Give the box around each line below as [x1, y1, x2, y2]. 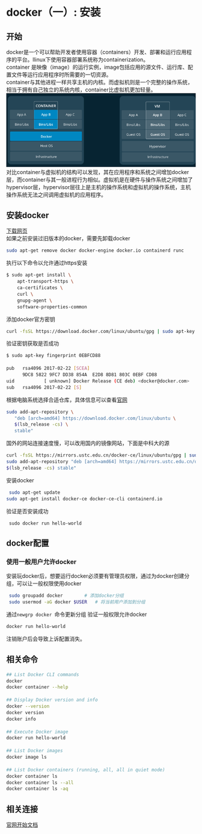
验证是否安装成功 [6, 507, 49, 515]
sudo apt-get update [8, 489, 61, 496]
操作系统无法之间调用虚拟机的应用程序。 [6, 191, 106, 198]
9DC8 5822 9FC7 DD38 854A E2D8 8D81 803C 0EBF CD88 [22, 372, 158, 378]
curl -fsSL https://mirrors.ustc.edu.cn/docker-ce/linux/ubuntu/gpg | [6, 452, 187, 458]
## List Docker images [6, 748, 63, 754]
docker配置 [6, 538, 49, 548]
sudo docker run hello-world [8, 520, 82, 526]
